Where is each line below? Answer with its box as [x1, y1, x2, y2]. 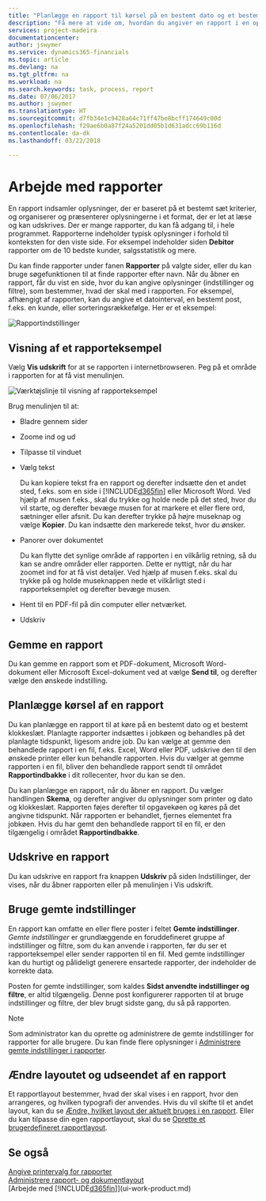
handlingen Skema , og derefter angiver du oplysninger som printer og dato [8, 794, 253, 803]
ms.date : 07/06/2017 [8, 93, 77, 100]
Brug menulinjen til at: [8, 401, 79, 411]
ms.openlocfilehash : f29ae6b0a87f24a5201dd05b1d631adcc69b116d [8, 122, 222, 130]
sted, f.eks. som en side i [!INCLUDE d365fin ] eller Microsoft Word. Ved [19, 487, 251, 496]
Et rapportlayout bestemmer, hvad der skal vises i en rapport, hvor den [8, 1089, 239, 1099]
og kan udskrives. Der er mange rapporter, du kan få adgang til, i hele [8, 221, 235, 230]
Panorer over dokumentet [19, 536, 104, 545]
